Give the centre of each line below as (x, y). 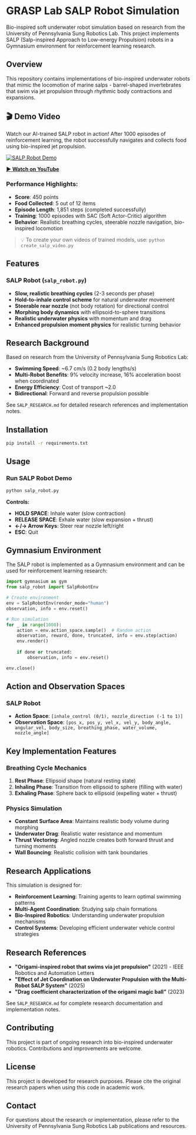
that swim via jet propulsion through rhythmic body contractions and (89, 91)
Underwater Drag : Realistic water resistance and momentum (89, 834)
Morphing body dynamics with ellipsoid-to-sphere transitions (90, 312)
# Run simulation (27, 619)
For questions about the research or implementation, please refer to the (93, 1120)
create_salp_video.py (47, 245)
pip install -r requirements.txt (47, 443)
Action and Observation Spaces (66, 687)
